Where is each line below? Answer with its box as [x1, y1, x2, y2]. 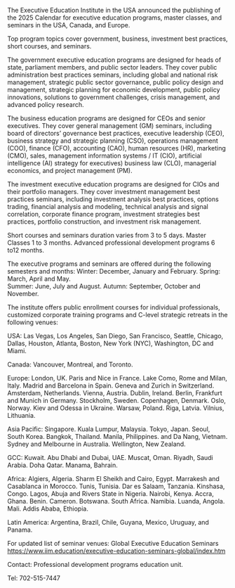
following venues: [7, 318, 58, 326]
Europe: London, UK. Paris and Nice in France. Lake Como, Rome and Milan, [7, 374, 228, 382]
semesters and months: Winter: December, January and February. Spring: [7, 267, 221, 275]
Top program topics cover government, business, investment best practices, [7, 34, 228, 43]
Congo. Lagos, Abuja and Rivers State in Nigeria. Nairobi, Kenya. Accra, [7, 490, 214, 498]
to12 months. [7, 246, 44, 254]
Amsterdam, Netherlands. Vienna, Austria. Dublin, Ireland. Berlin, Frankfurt [7, 389, 222, 397]
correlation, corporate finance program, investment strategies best [7, 210, 200, 218]
